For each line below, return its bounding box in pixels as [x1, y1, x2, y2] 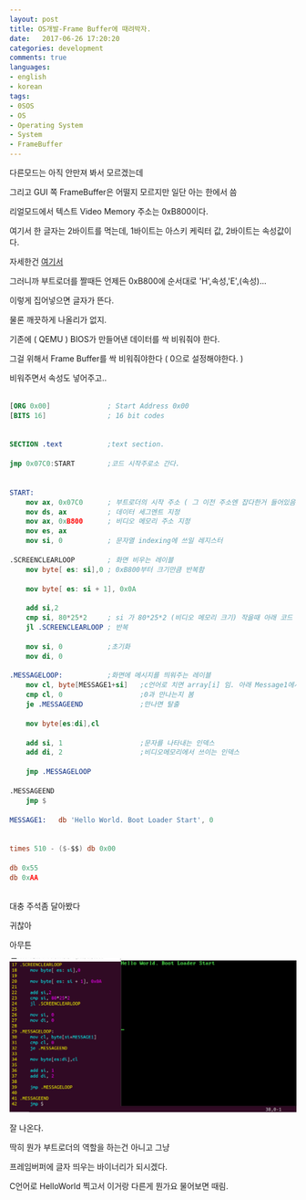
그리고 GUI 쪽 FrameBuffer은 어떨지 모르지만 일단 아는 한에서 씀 [9, 187, 238, 197]
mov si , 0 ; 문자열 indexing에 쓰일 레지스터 [25, 537, 223, 546]
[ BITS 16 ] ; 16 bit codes [9, 411, 166, 420]
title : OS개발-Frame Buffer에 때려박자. [9, 24, 152, 34]
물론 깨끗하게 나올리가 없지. [9, 315, 107, 325]
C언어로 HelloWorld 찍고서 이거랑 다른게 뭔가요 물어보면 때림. [9, 1180, 229, 1191]
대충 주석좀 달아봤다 [9, 900, 80, 912]
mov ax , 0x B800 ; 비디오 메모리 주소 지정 [25, 517, 191, 527]
